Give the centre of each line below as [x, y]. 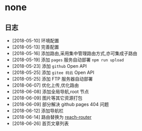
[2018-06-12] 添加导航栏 [38, 111]
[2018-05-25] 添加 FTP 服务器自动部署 [52, 79]
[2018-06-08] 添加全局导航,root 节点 [50, 91]
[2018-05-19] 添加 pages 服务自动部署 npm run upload [68, 60]
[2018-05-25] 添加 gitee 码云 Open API [53, 72]
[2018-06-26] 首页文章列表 [40, 123]
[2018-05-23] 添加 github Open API [49, 66]
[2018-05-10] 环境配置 [36, 41]
